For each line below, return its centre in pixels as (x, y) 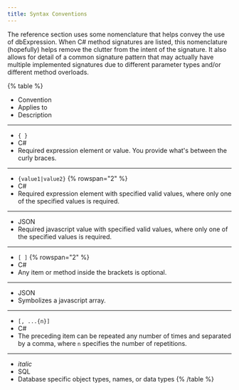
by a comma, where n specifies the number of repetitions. (102, 343)
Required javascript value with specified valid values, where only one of (123, 229)
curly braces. (37, 158)
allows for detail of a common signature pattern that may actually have (111, 57)
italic (25, 364)
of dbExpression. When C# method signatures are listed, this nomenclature (117, 42)
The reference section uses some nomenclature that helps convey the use (116, 34)
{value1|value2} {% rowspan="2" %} (73, 178)
